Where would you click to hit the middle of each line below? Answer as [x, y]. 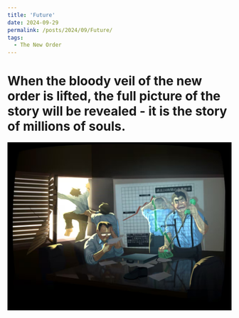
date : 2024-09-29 [33, 22]
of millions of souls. [67, 126]
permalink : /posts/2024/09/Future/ [60, 30]
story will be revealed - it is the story [117, 111]
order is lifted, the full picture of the [114, 96]
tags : [15, 38]
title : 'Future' [31, 15]
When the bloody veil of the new [105, 81]
